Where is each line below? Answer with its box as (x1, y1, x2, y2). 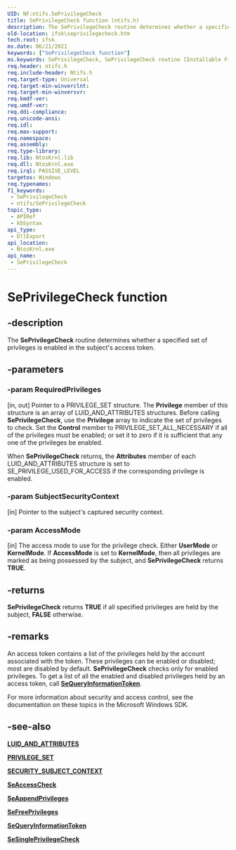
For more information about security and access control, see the (7, 692, 194, 701)
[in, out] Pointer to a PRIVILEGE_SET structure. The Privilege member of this (7, 400, 228, 409)
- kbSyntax (10, 220, 42, 227)
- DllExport (10, 233, 46, 240)
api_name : (7, 253, 37, 260)
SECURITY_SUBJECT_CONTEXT (7, 766, 103, 775)
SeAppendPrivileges (7, 794, 69, 802)
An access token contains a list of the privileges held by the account (7, 649, 205, 658)
